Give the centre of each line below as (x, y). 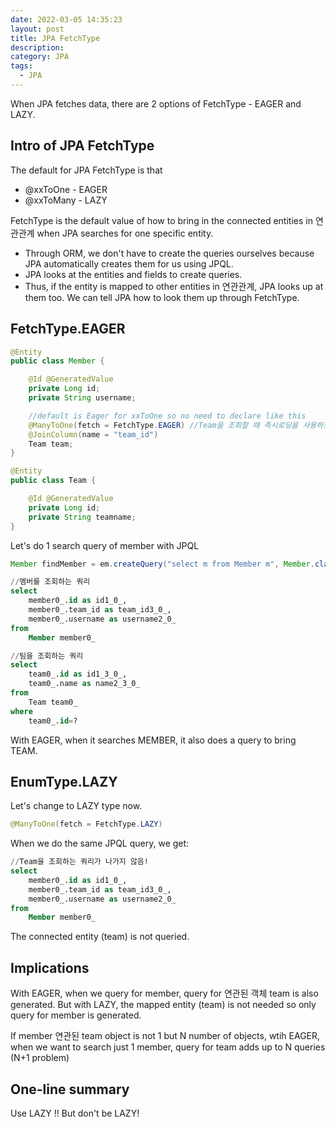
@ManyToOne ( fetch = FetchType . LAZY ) (86, 824)
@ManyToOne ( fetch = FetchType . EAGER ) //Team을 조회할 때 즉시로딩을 (163, 425)
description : (37, 47)
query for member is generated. (76, 1015)
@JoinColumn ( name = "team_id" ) (93, 434)
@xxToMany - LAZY (66, 200)
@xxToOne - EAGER (66, 189)
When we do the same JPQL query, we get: (100, 843)
